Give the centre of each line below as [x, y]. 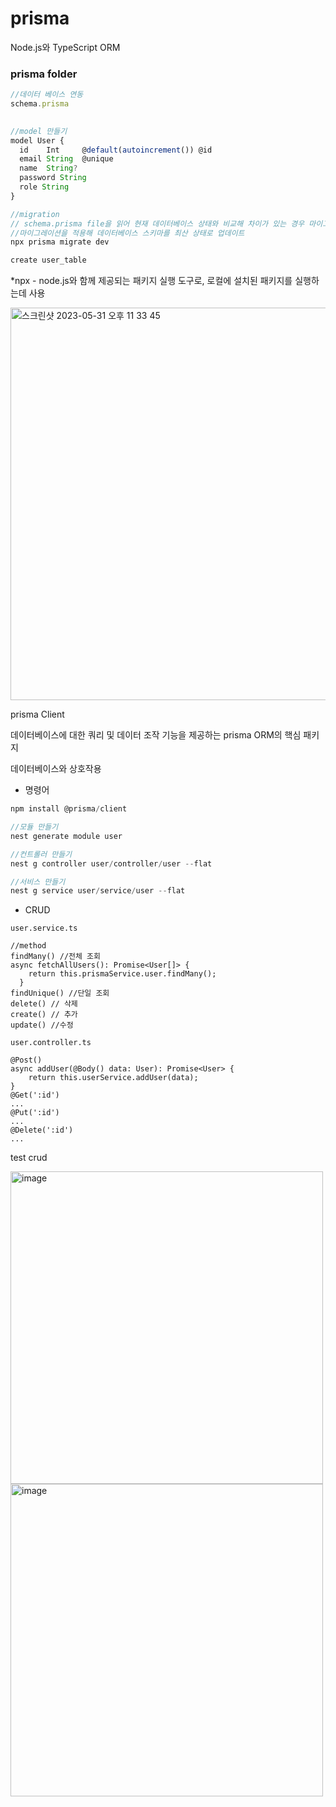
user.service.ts [44, 928]
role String [44, 187]
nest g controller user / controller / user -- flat [111, 863]
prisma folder [44, 74]
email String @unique [66, 159]
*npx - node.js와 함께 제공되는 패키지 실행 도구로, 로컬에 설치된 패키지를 [151, 281]
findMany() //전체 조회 [55, 957]
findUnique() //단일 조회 [60, 993]
